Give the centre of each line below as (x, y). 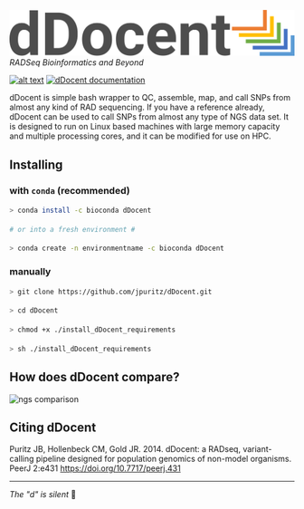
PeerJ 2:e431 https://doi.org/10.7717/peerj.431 (95, 468)
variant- (257, 449)
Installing (36, 164)
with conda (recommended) (70, 190)
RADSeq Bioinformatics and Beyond (77, 62)
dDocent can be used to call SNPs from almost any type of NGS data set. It (149, 117)
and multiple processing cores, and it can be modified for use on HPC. (140, 136)
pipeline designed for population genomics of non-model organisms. (164, 459)
